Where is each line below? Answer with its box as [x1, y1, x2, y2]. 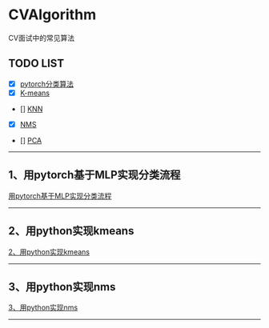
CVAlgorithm [8, 6, 97, 24]
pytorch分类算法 [19, 78, 74, 89]
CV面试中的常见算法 [8, 33, 74, 42]
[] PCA [19, 135, 42, 145]
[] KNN [19, 104, 43, 114]
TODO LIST [8, 57, 65, 70]
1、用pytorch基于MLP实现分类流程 [8, 168, 181, 182]
